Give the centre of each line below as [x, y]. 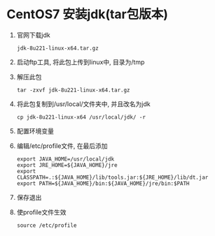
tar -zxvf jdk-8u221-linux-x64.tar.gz [73, 90]
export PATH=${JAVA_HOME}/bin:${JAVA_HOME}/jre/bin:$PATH [103, 183]
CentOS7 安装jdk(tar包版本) [88, 14]
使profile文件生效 [41, 212]
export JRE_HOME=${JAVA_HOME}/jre [67, 165]
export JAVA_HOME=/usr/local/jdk [65, 159]
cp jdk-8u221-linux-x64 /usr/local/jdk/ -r [81, 117]
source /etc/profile [47, 225]
